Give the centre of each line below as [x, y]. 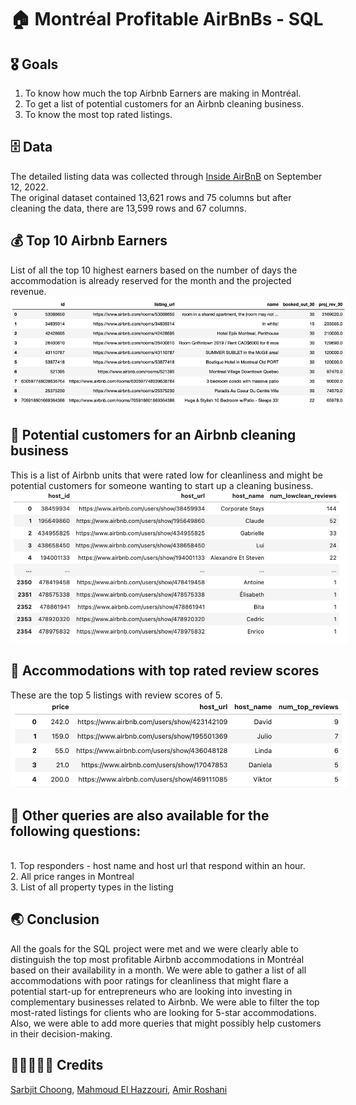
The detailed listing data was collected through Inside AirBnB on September [166, 176]
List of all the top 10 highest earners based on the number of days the [154, 270]
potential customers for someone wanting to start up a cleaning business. [162, 485]
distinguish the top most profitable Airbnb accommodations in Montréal [157, 959]
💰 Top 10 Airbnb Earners [89, 241]
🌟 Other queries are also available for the [140, 815]
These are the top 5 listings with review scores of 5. [116, 695]
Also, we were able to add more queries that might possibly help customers [166, 1023]
